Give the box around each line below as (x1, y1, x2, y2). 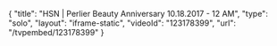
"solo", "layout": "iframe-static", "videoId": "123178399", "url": (8, 18, 237, 28)
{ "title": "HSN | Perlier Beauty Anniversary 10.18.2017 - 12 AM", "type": (8, 9, 269, 19)
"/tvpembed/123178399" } (8, 27, 105, 37)
